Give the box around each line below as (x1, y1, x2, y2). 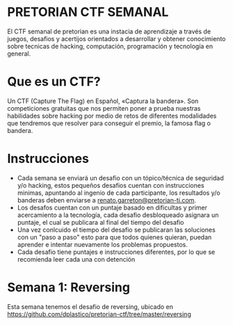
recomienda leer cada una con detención (17, 255, 136, 263)
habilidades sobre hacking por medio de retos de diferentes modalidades (7, 111, 217, 120)
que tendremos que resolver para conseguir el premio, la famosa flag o (7, 119, 211, 127)
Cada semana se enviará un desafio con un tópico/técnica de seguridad (17, 173, 224, 182)
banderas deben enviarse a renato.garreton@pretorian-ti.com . (17, 196, 197, 204)
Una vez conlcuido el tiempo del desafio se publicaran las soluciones (17, 225, 216, 234)
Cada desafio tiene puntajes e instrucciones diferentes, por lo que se (17, 248, 216, 256)
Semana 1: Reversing (7, 280, 131, 295)
